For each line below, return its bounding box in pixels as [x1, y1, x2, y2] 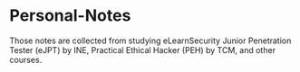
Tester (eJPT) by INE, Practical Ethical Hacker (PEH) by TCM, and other [9, 44, 276, 55]
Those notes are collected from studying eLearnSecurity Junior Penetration [9, 35, 292, 46]
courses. [9, 54, 43, 65]
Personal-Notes [9, 5, 131, 26]
